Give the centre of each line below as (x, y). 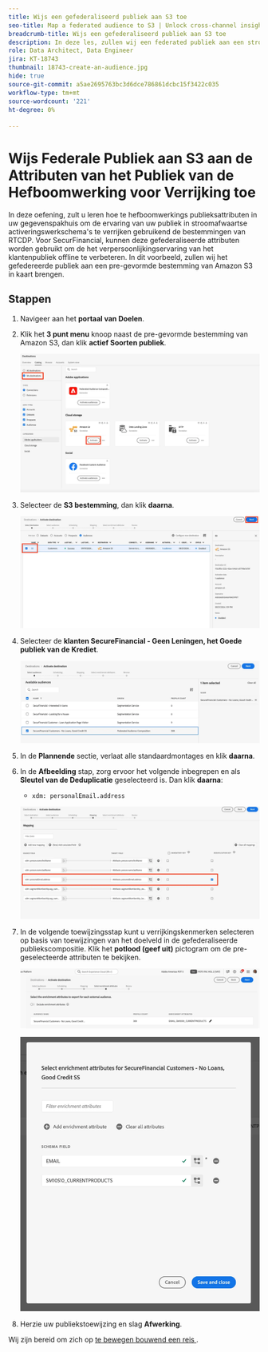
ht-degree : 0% (32, 110)
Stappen (30, 299)
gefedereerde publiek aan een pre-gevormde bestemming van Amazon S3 (130, 266)
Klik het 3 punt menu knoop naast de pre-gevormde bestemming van (134, 334)
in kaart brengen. (37, 274)
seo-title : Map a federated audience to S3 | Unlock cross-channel (123, 25)
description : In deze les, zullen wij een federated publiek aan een (126, 42)
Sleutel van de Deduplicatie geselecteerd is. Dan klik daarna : (121, 780)
